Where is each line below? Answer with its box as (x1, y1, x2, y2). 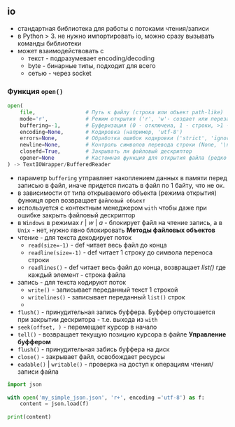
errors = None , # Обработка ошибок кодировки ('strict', (20, 135, 208, 142)
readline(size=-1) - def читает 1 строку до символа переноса (27, 248, 213, 257)
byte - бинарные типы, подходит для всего (27, 61, 156, 69)
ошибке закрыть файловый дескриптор (17, 210, 136, 219)
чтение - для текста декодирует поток (17, 233, 132, 241)
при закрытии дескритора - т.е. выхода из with (17, 315, 158, 323)
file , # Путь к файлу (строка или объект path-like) (20, 109, 224, 116)
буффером (17, 337, 51, 346)
